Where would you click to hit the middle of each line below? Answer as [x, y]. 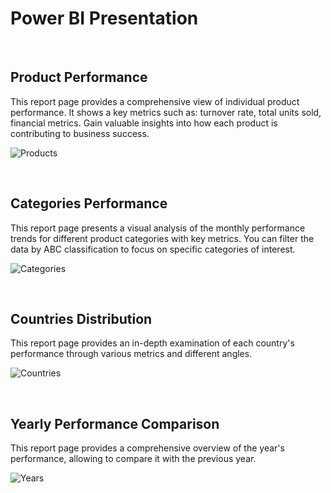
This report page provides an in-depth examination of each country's [152, 343]
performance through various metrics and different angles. [131, 354]
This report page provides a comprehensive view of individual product [155, 101]
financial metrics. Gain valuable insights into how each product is [144, 123]
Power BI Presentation [104, 18]
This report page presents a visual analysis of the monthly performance [158, 228]
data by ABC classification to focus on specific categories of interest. [153, 249]
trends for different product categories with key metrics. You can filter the [162, 238]
